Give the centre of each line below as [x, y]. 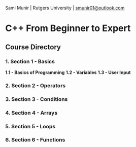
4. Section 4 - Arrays [31, 113]
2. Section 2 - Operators [36, 85]
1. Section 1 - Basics [30, 61]
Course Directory [33, 47]
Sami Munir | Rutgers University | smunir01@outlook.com [65, 8]
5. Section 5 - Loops [30, 126]
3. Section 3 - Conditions [37, 99]
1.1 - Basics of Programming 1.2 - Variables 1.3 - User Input [68, 72]
